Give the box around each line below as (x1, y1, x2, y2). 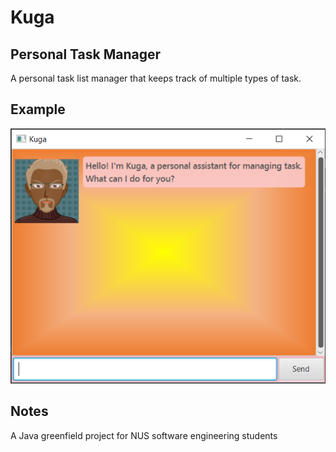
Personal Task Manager (10, 46, 162, 63)
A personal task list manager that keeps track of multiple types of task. (10, 72, 302, 84)
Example (10, 101, 66, 118)
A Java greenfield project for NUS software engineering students (10, 429, 278, 441)
